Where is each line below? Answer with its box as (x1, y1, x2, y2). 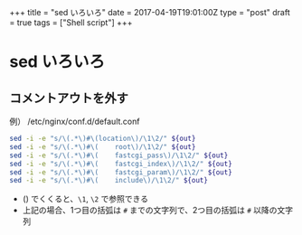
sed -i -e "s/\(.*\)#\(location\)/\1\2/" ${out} (9, 134, 196, 143)
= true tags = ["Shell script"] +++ (9, 17, 133, 28)
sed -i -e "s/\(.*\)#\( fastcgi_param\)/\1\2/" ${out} (9, 167, 232, 177)
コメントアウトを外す (9, 90, 128, 106)
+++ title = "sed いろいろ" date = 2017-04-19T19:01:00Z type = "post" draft (9, 7, 291, 17)
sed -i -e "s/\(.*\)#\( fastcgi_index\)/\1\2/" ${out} (9, 159, 232, 168)
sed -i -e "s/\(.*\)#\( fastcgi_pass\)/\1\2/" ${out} (9, 151, 229, 160)
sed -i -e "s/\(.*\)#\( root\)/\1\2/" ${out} (9, 142, 196, 151)
